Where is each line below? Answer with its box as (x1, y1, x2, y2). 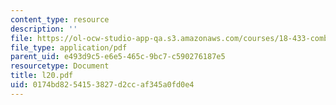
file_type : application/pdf (10, 42, 128, 53)
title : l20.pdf (10, 71, 74, 81)
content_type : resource (10, 14, 110, 25)
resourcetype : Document (10, 61, 110, 71)
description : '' (10, 24, 78, 34)
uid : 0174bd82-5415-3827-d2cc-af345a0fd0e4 (10, 80, 195, 90)
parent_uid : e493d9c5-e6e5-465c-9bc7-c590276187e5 (10, 52, 226, 62)
